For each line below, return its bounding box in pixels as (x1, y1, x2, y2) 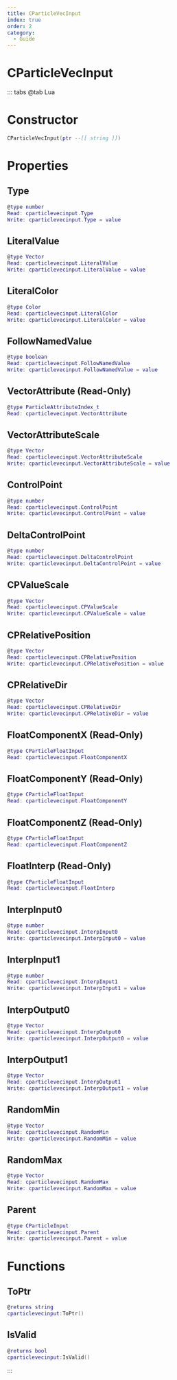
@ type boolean (7, 353, 48, 361)
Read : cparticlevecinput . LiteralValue (7, 260, 118, 267)
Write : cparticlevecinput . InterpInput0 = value (7, 934, 146, 942)
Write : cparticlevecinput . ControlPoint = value (7, 510, 146, 517)
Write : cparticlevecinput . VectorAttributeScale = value (7, 460, 170, 467)
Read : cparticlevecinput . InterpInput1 (7, 978, 118, 985)
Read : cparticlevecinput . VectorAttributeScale (7, 454, 143, 461)
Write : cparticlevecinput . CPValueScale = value (7, 610, 146, 617)
